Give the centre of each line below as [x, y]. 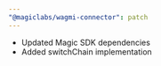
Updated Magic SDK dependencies [85, 42]
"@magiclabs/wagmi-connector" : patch [78, 17]
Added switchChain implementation [86, 51]
